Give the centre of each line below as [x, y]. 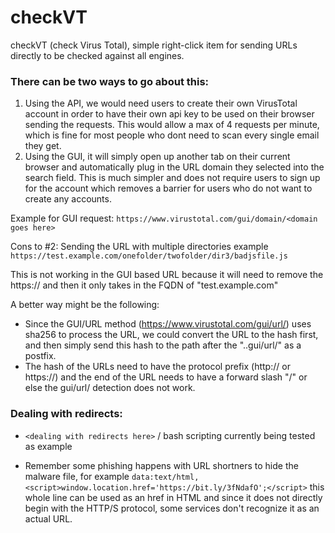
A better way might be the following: [85, 305]
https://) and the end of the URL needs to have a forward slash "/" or [166, 377]
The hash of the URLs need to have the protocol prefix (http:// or [157, 367]
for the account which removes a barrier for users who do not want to [168, 188]
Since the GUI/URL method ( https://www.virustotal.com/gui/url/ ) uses [168, 324]
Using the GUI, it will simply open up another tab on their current [157, 157]
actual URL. [48, 518]
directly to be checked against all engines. [97, 55]
